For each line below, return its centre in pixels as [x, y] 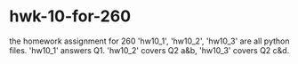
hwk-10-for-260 [70, 16]
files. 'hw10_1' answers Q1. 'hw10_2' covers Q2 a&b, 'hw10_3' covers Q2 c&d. [149, 50]
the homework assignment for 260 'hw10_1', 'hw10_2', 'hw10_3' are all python [149, 41]
